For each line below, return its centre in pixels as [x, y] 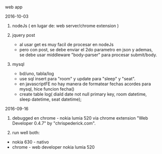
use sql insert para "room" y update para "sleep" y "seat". [77, 79]
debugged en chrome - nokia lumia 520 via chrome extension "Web [80, 118]
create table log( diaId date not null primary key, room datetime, [83, 94]
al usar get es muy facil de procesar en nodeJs [66, 45]
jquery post [24, 35]
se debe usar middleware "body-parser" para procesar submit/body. [88, 55]
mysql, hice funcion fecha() [47, 89]
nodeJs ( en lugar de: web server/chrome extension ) [65, 26]
